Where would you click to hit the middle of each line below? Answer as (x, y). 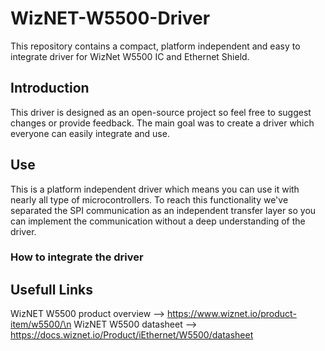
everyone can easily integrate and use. (90, 133)
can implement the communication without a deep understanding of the (158, 221)
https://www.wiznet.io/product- (231, 314)
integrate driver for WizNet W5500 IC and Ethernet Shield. (130, 56)
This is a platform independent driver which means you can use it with (155, 189)
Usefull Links (52, 289)
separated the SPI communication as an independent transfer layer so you (163, 210)
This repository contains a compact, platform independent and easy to (155, 46)
